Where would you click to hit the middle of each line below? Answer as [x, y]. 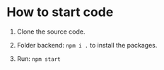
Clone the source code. [51, 31]
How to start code [60, 12]
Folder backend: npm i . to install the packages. [87, 45]
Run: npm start [39, 58]
